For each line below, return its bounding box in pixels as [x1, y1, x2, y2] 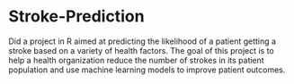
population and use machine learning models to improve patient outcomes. [8, 64, 286, 75]
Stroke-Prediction [8, 6, 145, 27]
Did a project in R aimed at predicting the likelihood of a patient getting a [8, 36, 276, 46]
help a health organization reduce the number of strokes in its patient [8, 55, 264, 65]
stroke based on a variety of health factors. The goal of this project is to [8, 45, 275, 55]
